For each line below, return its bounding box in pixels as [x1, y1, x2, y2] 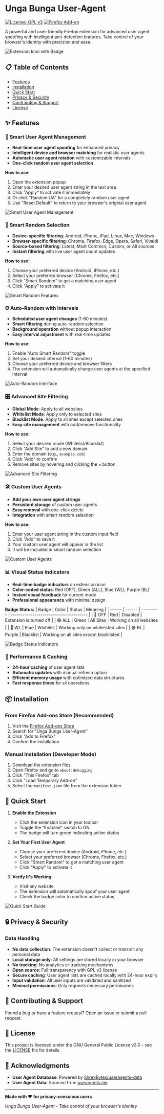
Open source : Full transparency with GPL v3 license [12, 967, 117, 973]
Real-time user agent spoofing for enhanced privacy [12, 145, 120, 151]
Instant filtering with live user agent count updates [12, 248, 115, 254]
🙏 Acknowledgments [5, 1061, 70, 1069]
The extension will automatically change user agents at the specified [12, 366, 150, 372]
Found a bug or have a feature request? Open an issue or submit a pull [5, 1010, 147, 1016]
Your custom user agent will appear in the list [12, 541, 103, 547]
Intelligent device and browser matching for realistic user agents [12, 150, 145, 156]
